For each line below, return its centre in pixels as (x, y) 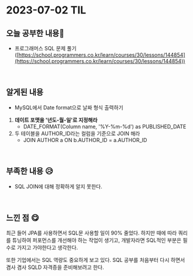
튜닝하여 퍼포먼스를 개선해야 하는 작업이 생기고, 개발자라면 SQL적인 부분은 (97, 240)
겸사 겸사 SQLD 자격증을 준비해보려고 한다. (55, 267)
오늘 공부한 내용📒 (35, 33)
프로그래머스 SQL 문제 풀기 (46, 48)
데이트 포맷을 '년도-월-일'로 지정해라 (56, 120)
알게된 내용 (25, 92)
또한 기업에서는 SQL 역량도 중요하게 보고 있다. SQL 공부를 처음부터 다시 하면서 (96, 260)
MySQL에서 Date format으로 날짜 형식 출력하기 (69, 107)
